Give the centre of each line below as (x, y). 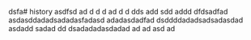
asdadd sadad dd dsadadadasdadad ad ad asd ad (92, 28)
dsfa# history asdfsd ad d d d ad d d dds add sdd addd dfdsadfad (118, 12)
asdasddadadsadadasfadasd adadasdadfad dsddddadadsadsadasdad (126, 20)
